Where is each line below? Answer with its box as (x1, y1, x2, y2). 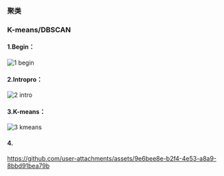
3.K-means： (7, 107, 46, 115)
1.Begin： (7, 43, 35, 51)
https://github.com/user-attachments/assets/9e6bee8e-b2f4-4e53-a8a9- (7, 154, 217, 162)
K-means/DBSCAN (7, 25, 71, 34)
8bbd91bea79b (7, 162, 50, 170)
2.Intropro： (7, 75, 43, 83)
